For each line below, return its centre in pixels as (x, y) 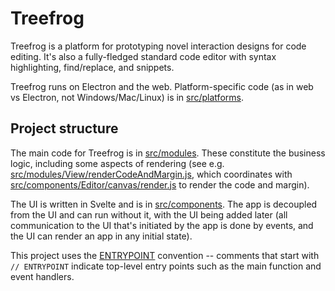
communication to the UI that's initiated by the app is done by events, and (162, 225)
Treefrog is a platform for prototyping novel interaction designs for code (158, 46)
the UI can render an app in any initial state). (101, 236)
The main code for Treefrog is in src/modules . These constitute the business (168, 153)
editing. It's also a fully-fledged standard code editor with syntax (143, 56)
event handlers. (42, 276)
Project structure (64, 128)
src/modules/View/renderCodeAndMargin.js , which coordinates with (151, 174)
